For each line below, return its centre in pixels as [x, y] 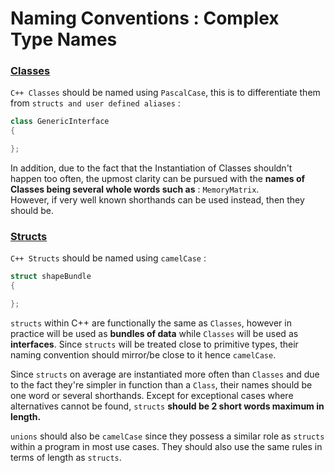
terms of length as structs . [66, 458]
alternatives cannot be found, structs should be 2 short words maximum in [167, 406]
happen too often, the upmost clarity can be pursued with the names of [158, 179]
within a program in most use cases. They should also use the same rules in [166, 447]
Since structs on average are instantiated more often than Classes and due [165, 374]
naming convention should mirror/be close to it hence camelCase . [143, 355]
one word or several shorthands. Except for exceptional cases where [152, 396]
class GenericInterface [60, 122]
